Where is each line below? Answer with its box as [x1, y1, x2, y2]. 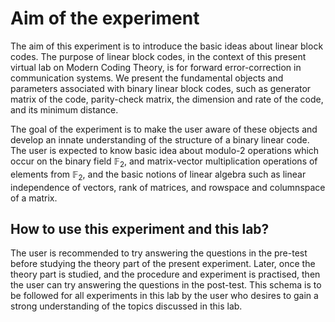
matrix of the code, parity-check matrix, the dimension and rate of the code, [10, 93, 324, 105]
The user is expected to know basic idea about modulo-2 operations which [10, 144, 320, 156]
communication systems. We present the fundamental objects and [10, 72, 284, 84]
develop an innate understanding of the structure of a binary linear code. [10, 133, 310, 146]
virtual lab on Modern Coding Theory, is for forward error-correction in [10, 61, 302, 73]
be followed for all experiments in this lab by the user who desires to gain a [10, 290, 319, 302]
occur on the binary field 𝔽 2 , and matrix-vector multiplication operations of [10, 155, 318, 169]
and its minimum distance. [10, 103, 119, 116]
